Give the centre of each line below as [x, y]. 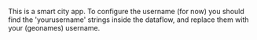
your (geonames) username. [54, 28]
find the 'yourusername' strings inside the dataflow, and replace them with [128, 20]
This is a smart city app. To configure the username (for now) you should [127, 11]
